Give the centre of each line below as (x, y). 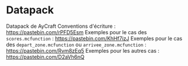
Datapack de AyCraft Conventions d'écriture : (61, 26)
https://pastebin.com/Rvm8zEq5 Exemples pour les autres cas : (83, 50)
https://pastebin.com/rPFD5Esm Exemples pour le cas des (77, 32)
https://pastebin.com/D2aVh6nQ (45, 57)
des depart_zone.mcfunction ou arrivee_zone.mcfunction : (76, 45)
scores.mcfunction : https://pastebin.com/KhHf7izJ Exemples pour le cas (94, 38)
